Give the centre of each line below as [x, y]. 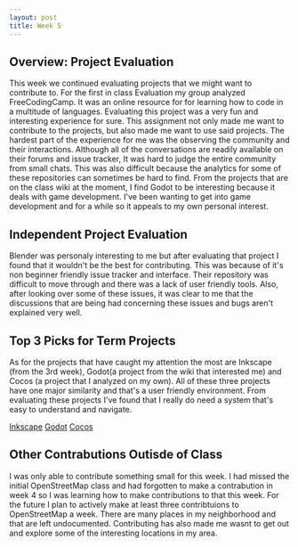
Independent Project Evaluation [99, 234]
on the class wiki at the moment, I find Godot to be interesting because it [142, 187]
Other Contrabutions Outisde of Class [116, 455]
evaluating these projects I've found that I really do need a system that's [141, 400]
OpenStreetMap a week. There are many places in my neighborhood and [143, 514]
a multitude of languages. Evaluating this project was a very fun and [134, 111]
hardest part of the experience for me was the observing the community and [150, 140]
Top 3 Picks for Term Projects [93, 341]
